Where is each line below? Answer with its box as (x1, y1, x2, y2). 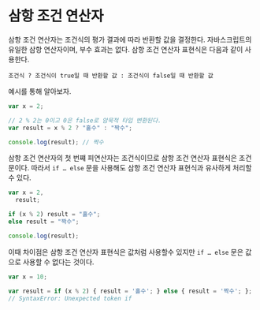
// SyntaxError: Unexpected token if (8, 294, 132, 302)
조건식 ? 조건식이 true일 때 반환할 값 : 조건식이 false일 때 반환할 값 (8, 72, 214, 80)
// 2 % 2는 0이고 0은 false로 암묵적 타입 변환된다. (8, 116, 162, 125)
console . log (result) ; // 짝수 (8, 138, 104, 146)
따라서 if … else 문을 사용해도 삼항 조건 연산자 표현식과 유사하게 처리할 (31, 163, 252, 173)
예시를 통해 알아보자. (8, 86, 72, 95)
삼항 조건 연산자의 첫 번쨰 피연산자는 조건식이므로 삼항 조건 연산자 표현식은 (8, 153, 238, 162)
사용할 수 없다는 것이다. (22, 257, 95, 267)
